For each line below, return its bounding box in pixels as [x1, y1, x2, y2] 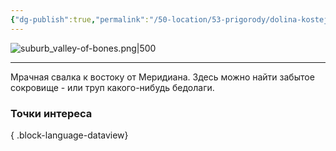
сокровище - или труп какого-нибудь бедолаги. [10, 81, 215, 93]
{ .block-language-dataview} [10, 129, 129, 141]
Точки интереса [10, 106, 93, 120]
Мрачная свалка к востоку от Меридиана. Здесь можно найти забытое [10, 71, 315, 83]
